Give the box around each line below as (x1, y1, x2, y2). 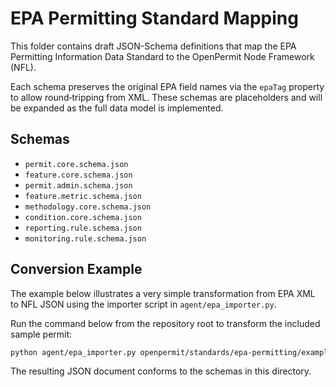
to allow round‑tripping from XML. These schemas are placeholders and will (10, 91, 323, 103)
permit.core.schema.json (24, 159, 129, 169)
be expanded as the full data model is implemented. (10, 102, 224, 114)
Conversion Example (10, 261, 143, 278)
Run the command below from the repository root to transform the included (10, 317, 321, 329)
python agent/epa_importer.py (10, 347, 137, 357)
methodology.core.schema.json (24, 202, 152, 212)
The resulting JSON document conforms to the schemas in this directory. (10, 365, 312, 377)
